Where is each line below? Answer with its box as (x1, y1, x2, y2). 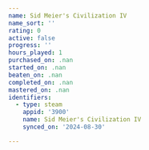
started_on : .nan (8, 64, 66, 72)
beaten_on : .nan (8, 71, 62, 79)
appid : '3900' (22, 109, 70, 116)
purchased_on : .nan (8, 57, 74, 65)
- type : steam (15, 101, 62, 109)
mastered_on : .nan (8, 85, 70, 94)
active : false (8, 34, 56, 42)
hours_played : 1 (8, 49, 62, 57)
